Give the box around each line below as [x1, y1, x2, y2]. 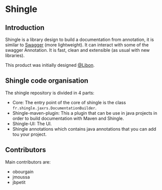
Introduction [5, 23, 45, 32]
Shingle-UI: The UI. [12, 121, 52, 127]
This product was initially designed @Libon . [5, 62, 95, 68]
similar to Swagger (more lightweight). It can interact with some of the [5, 42, 149, 48]
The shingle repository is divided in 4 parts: [5, 90, 95, 96]
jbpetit [12, 179, 26, 185]
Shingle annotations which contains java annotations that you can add [12, 126, 157, 132]
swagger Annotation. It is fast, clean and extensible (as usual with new [5, 47, 150, 53]
